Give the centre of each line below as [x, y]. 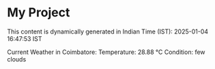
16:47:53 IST [25, 38]
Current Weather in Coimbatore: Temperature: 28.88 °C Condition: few [106, 52]
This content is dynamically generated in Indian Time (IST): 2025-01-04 [108, 31]
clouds [17, 59]
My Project [39, 13]
